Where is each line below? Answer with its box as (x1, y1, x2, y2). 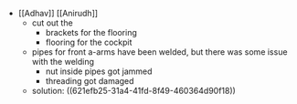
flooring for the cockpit (45, 36, 133, 47)
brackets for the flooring (45, 27, 137, 37)
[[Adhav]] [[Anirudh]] (17, 8, 99, 18)
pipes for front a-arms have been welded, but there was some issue (31, 47, 288, 57)
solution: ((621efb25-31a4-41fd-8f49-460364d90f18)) (31, 86, 236, 96)
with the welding (31, 57, 94, 67)
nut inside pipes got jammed (45, 66, 153, 77)
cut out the (31, 17, 73, 28)
